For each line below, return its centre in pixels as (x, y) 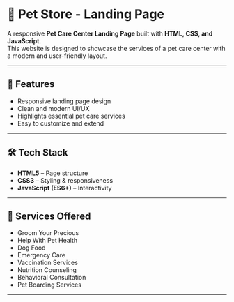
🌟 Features (31, 84)
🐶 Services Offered (49, 216)
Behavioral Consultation (52, 278)
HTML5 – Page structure (53, 173)
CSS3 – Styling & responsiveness (65, 180)
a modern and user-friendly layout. (57, 56)
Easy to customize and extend (61, 123)
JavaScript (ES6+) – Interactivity (64, 188)
